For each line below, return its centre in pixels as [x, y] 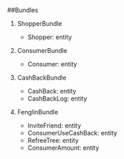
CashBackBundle [42, 77]
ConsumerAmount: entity [63, 148]
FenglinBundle [38, 112]
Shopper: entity [50, 37]
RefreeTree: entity [53, 140]
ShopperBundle [39, 23]
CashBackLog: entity [57, 98]
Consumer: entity [52, 64]
